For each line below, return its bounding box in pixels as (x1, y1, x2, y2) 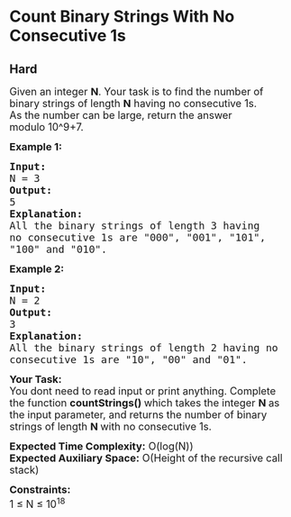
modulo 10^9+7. (9, 121, 84, 133)
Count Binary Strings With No (9, 6, 235, 27)
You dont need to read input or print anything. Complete (9, 385, 277, 397)
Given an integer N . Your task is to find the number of (9, 86, 264, 98)
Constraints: (9, 484, 71, 496)
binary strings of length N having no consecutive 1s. (9, 97, 258, 110)
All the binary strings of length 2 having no (9, 341, 278, 354)
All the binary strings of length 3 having (9, 219, 260, 231)
